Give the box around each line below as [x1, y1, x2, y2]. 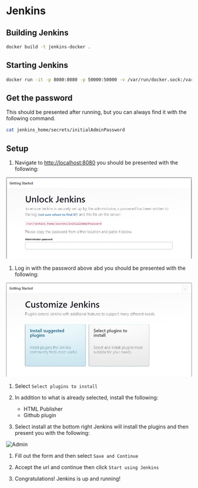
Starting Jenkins [6, 60, 68, 70]
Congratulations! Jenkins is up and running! [14, 475, 121, 482]
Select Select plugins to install [14, 382, 98, 389]
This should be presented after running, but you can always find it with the [6, 109, 187, 116]
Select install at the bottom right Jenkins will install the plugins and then [14, 423, 189, 430]
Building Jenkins [6, 28, 69, 38]
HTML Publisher [23, 405, 63, 412]
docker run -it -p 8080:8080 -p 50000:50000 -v [6, 77, 126, 83]
